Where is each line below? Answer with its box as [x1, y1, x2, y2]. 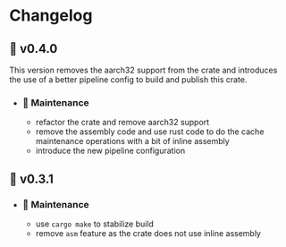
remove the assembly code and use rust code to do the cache [35, 126, 265, 137]
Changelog [9, 5, 93, 26]
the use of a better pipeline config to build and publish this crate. [9, 74, 248, 85]
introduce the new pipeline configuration [35, 145, 186, 157]
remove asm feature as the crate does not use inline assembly [35, 227, 262, 238]
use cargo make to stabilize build [35, 218, 155, 229]
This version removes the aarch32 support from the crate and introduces [9, 64, 278, 75]
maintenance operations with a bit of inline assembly [35, 136, 230, 147]
